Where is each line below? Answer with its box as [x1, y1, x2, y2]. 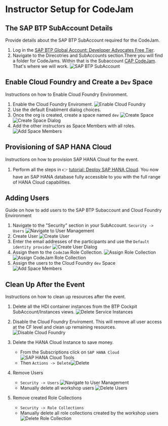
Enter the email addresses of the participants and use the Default [12, 238, 149, 244]
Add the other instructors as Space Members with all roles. [12, 123, 136, 129]
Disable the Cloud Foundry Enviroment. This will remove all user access [12, 318, 162, 325]
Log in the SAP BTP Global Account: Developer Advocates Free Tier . [12, 47, 155, 53]
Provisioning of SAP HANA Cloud [5, 143, 112, 152]
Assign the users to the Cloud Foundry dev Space [12, 260, 116, 266]
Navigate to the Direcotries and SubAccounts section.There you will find [12, 52, 163, 58]
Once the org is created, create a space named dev [12, 112, 119, 118]
